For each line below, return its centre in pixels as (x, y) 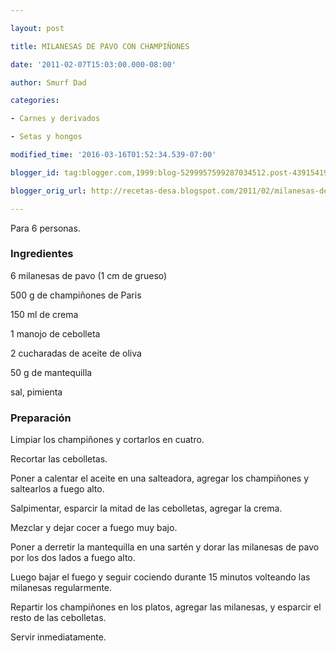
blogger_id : (35, 172)
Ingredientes (42, 254)
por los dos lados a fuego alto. (73, 558)
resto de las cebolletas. (58, 618)
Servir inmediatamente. (58, 637)
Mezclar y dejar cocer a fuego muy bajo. (94, 528)
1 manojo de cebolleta (55, 333)
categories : (35, 101)
